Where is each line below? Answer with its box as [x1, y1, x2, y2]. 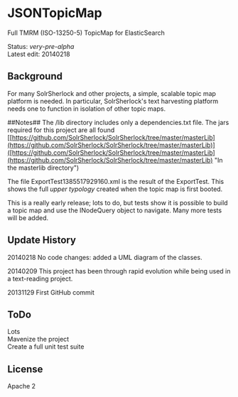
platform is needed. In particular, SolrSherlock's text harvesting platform [7, 97, 219, 105]
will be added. [7, 213, 49, 222]
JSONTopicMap [7, 5, 102, 21]
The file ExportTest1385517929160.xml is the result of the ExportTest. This [7, 177, 225, 185]
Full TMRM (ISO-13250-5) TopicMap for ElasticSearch [7, 28, 166, 37]
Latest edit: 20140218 [7, 50, 70, 58]
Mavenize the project [7, 335, 70, 344]
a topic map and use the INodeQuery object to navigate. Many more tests [7, 206, 222, 214]
